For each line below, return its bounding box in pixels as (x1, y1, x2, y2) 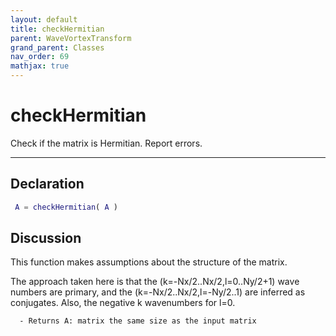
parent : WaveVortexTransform (10, 33, 132, 43)
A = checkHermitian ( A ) (14, 202, 118, 212)
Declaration (10, 176, 85, 193)
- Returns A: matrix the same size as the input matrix (19, 316, 257, 326)
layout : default (10, 14, 78, 25)
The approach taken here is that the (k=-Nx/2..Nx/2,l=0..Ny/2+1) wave (10, 276, 300, 288)
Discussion (10, 230, 82, 247)
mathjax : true (10, 61, 70, 71)
